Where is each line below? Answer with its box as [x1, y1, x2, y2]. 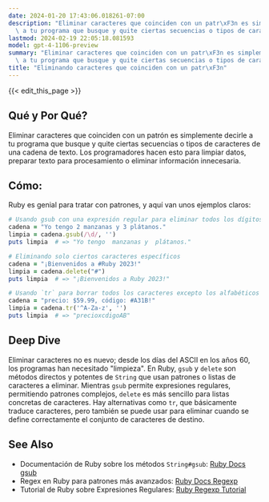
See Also [8, 438, 54, 452]
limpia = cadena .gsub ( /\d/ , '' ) [8, 231, 116, 239]
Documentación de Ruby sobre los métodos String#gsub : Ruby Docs [19, 459, 247, 468]
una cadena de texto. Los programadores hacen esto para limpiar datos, [8, 147, 247, 157]
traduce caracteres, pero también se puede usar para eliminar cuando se [8, 406, 250, 416]
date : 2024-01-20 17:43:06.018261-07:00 [8, 11, 146, 20]
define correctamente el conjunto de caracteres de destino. [8, 414, 205, 424]
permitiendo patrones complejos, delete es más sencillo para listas [8, 389, 230, 399]
